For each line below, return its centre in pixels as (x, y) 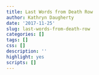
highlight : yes (25, 57)
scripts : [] (21, 62)
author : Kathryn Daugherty (40, 18)
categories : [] (25, 34)
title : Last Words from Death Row (50, 12)
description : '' (27, 51)
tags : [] (17, 40)
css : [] (16, 46)
